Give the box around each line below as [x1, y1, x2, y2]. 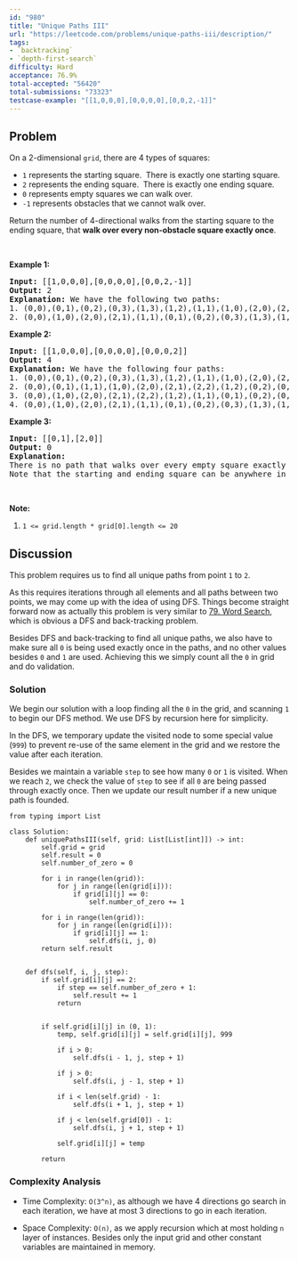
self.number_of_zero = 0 [41, 858, 133, 868]
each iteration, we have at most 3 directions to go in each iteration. [21, 1205, 267, 1216]
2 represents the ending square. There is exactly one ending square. [21, 179, 275, 190]
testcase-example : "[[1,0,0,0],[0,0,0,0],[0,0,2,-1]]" [9, 95, 217, 105]
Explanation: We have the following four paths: [9, 364, 225, 374]
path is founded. [9, 794, 69, 806]
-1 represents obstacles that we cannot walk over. [21, 198, 206, 209]
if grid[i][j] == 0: [72, 890, 149, 899]
